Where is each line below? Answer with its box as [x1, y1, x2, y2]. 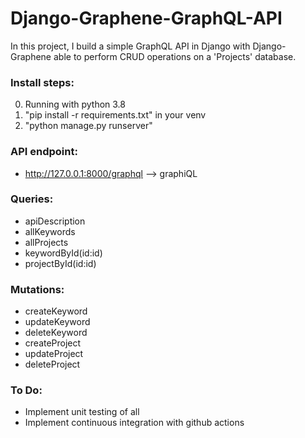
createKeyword [24, 305, 88, 317]
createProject [24, 337, 82, 349]
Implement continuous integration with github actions [24, 417, 245, 429]
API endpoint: [10, 145, 78, 159]
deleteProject [24, 358, 81, 371]
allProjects [24, 236, 69, 248]
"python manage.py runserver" [24, 120, 153, 132]
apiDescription [24, 215, 86, 227]
